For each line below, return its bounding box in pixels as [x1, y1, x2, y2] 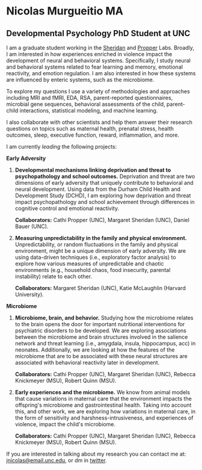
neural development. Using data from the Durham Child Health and [14, 185, 181, 193]
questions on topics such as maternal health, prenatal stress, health [6, 125, 174, 132]
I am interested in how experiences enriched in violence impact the [6, 51, 173, 58]
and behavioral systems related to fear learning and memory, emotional [6, 63, 183, 70]
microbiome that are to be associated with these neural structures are [14, 353, 188, 359]
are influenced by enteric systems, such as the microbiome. [6, 76, 155, 83]
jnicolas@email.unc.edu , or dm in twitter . [6, 457, 107, 464]
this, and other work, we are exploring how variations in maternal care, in [14, 408, 196, 415]
